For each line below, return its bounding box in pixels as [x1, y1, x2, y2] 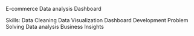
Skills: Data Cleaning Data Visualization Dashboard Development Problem [5, 17, 189, 23]
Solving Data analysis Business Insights [5, 23, 104, 30]
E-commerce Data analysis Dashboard [5, 5, 102, 12]
